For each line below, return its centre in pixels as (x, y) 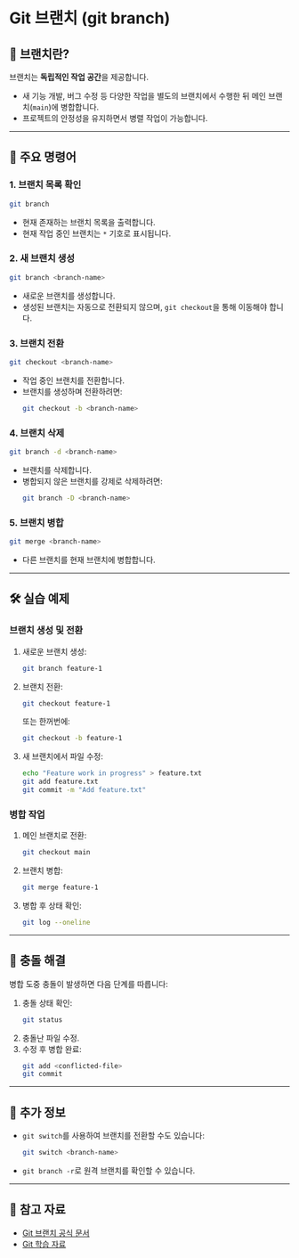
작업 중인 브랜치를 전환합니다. (73, 380)
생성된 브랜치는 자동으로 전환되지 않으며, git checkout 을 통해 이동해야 (145, 306)
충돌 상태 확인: (47, 1002)
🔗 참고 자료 (38, 1209)
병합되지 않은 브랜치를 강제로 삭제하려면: (92, 481)
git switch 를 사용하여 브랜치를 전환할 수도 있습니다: (113, 1136)
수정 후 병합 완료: (52, 1049)
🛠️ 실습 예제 (39, 599)
